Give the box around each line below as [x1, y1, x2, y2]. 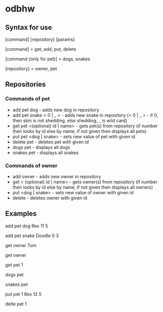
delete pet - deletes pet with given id [12, 139, 89, 145]
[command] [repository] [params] [5, 36, 75, 42]
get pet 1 [5, 262, 24, 268]
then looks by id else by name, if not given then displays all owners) [12, 184, 153, 190]
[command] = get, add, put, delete [5, 46, 76, 52]
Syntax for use [5, 23, 52, 32]
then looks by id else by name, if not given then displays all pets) [12, 128, 147, 134]
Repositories [5, 80, 46, 89]
